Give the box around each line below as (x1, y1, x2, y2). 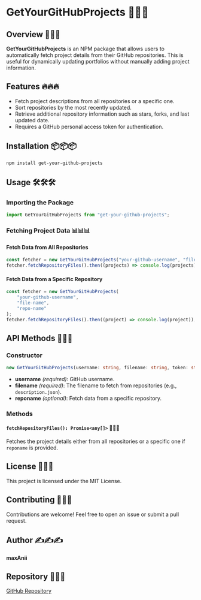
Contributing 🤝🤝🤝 (6, 495, 72, 505)
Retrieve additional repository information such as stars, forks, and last (14, 110, 190, 117)
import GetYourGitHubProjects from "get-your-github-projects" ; (6, 212, 170, 218)
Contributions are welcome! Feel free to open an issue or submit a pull (6, 511, 179, 518)
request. (6, 517, 27, 524)
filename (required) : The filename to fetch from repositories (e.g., (14, 382, 177, 389)
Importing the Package (6, 198, 74, 206)
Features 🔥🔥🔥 (6, 82, 59, 92)
